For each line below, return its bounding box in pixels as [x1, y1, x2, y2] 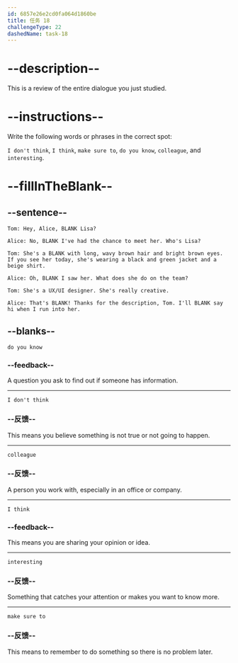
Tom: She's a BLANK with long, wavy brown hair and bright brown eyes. [7, 250, 223, 257]
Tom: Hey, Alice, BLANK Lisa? [7, 225, 97, 232]
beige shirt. [7, 263, 46, 270]
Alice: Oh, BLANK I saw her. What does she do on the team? [7, 275, 189, 282]
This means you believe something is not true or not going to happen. [7, 431, 210, 439]
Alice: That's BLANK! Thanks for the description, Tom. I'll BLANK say [7, 300, 223, 307]
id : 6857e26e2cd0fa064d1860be [7, 10, 97, 18]
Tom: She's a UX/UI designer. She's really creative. [7, 288, 170, 295]
